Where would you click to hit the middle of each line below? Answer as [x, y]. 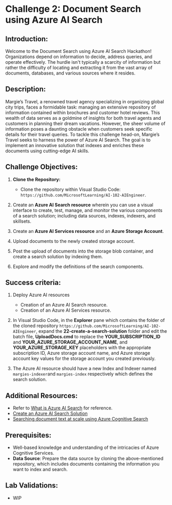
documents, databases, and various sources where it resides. [70, 73]
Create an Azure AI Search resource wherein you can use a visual [83, 205]
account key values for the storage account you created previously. [84, 358]
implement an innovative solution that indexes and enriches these [74, 145]
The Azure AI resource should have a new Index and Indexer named [84, 369]
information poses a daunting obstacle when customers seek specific [79, 129]
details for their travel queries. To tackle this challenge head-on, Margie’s [83, 134]
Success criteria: [33, 283]
